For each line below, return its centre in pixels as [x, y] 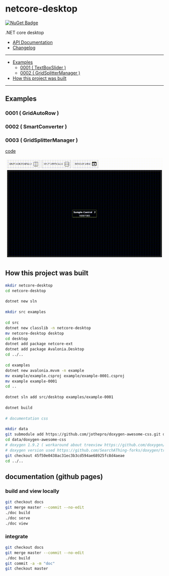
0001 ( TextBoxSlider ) [43, 67]
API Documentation [32, 42]
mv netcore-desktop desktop [35, 333]
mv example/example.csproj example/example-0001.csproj [65, 376]
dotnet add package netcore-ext [39, 344]
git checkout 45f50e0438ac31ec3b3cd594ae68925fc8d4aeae [65, 455]
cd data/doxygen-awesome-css [36, 440]
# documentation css [27, 418]
